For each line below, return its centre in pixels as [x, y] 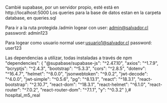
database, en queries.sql [31, 18]
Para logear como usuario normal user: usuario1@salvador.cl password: [78, 43]
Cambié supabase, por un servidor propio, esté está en [62, 7]
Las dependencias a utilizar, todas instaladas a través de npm [69, 58]
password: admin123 [27, 33]
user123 [13, 48]
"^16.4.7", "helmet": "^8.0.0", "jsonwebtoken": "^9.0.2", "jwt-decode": [76, 74]
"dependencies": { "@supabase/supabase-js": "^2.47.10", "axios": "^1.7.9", [82, 63]
